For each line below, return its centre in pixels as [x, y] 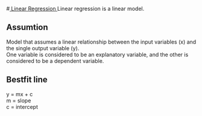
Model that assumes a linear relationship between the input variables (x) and [101, 42]
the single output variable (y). [43, 48]
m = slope [19, 100]
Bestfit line [27, 80]
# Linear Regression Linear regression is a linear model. [75, 9]
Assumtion [27, 27]
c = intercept [22, 106]
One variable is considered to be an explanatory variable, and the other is [97, 54]
